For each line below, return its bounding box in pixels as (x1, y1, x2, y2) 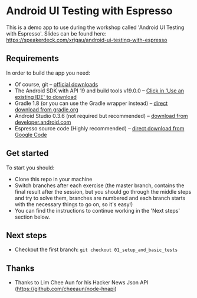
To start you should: (6, 164, 55, 171)
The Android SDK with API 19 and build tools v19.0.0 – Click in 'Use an (14, 87, 185, 94)
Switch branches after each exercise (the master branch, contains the (14, 182, 185, 189)
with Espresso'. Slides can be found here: (6, 30, 107, 37)
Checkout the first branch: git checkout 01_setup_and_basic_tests (14, 246, 178, 253)
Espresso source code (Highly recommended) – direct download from (14, 124, 185, 132)
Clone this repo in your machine (14, 175, 93, 182)
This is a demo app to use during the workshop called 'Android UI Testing (6, 24, 185, 31)
